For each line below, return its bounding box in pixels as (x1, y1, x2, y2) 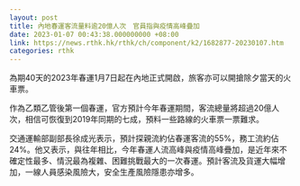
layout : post (9, 13, 59, 22)
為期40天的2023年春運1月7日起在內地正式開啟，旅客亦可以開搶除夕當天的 (9, 73, 284, 84)
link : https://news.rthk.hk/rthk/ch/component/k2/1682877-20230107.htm (9, 38, 284, 48)
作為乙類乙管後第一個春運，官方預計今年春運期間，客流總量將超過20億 (9, 102, 272, 113)
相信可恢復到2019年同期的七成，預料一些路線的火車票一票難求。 (24, 114, 264, 125)
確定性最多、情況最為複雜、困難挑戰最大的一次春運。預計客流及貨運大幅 (9, 155, 277, 166)
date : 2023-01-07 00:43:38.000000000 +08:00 (9, 30, 179, 39)
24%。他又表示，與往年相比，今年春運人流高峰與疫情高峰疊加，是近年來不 (9, 145, 288, 155)
